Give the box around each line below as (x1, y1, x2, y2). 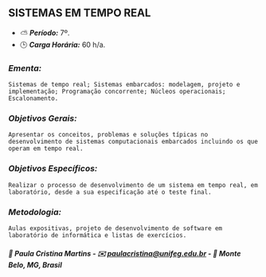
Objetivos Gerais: (8, 113, 77, 124)
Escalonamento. (8, 94, 59, 102)
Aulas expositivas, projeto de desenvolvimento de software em (8, 225, 223, 233)
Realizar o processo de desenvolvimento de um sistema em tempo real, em (8, 181, 259, 189)
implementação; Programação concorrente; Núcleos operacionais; (8, 87, 226, 96)
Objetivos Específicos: (8, 163, 98, 174)
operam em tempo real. (8, 144, 84, 153)
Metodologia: (8, 206, 62, 217)
